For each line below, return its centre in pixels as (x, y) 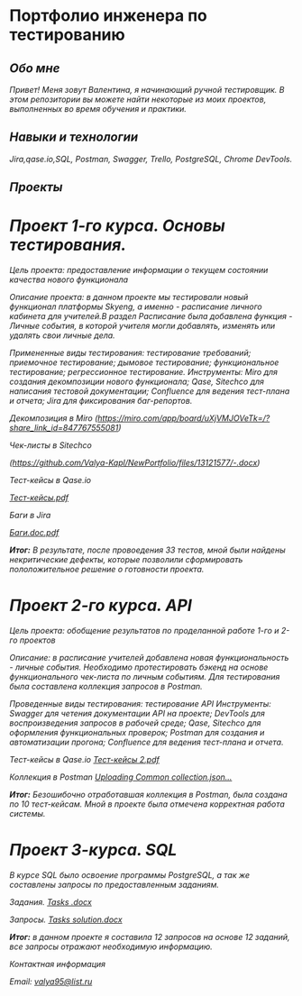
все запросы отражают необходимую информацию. (111, 946)
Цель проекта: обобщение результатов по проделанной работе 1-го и (144, 631)
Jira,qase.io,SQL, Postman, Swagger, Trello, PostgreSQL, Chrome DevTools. (151, 159)
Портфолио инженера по (108, 16)
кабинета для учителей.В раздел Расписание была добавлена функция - (151, 316)
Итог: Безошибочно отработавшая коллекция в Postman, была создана (149, 795)
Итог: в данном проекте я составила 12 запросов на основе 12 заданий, (150, 937)
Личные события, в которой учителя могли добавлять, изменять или (142, 326)
